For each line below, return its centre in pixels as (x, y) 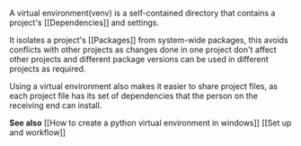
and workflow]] (37, 132)
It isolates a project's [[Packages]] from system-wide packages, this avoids (149, 40)
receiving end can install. (56, 105)
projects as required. (48, 68)
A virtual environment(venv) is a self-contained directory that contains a (142, 13)
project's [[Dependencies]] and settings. (84, 23)
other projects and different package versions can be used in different (139, 59)
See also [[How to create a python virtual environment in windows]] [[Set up (150, 123)
